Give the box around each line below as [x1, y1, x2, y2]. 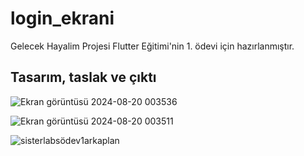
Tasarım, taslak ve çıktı [10, 69, 157, 86]
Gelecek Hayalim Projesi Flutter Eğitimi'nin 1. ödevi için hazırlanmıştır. [10, 40, 295, 52]
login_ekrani [10, 7, 115, 30]
